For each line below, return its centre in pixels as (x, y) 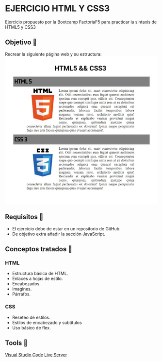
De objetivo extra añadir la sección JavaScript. (58, 234)
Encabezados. (26, 284)
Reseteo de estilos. (31, 317)
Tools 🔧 (16, 343)
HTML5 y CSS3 (20, 27)
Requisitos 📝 (24, 217)
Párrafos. (21, 294)
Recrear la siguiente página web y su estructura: (53, 54)
